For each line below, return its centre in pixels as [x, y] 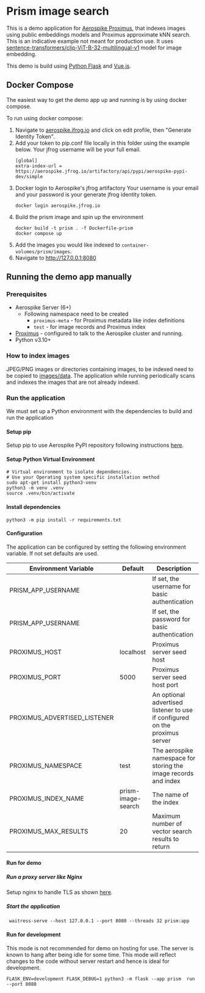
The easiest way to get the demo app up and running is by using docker [97, 99]
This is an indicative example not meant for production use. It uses [90, 41]
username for [171, 586]
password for [171, 619]
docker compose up [38, 233]
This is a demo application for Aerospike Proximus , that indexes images [96, 28]
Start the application [33, 906]
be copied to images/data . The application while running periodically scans [101, 375]
